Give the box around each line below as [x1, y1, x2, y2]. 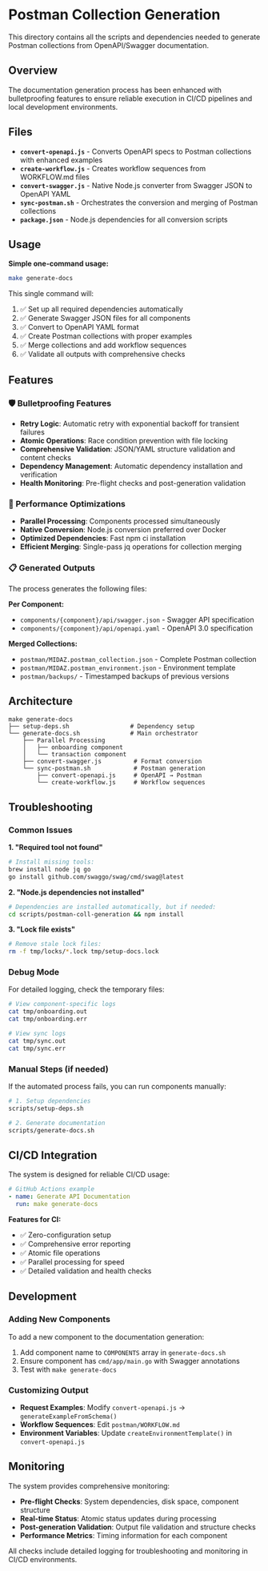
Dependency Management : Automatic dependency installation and [19, 461, 243, 471]
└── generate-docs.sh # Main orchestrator [8, 730, 198, 738]
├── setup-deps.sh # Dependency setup [8, 723, 195, 731]
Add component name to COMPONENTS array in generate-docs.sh [19, 1347, 226, 1357]
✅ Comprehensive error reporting [19, 1239, 131, 1248]
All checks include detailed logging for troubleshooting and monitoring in [8, 1546, 248, 1556]
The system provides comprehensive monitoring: [8, 1481, 170, 1490]
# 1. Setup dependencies [8, 1097, 91, 1105]
